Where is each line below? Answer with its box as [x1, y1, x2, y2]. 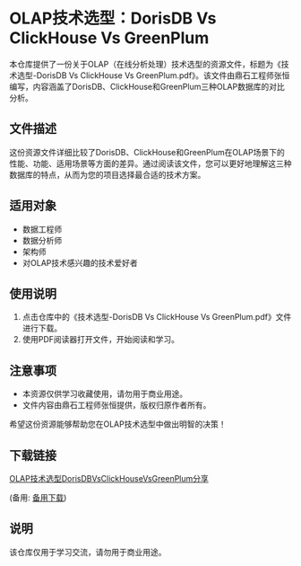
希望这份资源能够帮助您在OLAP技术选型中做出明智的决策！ [9, 419, 227, 429]
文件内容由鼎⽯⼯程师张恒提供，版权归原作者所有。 [21, 400, 211, 411]
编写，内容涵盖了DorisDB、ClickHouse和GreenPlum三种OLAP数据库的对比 [9, 81, 285, 92]
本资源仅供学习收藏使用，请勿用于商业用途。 [21, 388, 188, 400]
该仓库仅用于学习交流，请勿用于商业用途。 [9, 546, 167, 557]
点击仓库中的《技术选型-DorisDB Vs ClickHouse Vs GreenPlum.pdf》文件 [21, 312, 292, 323]
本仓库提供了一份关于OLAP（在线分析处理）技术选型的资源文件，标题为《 [9, 58, 282, 69]
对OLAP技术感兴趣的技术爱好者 [21, 257, 139, 268]
